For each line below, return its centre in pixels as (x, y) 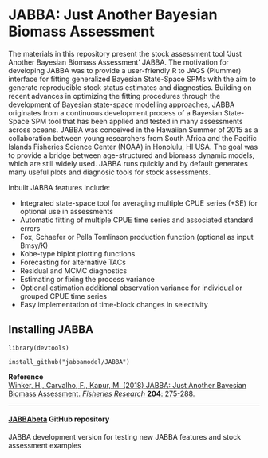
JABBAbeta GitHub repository (59, 419)
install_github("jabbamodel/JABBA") (69, 362)
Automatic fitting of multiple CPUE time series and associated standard (136, 220)
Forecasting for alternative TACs (73, 262)
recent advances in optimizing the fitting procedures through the (114, 96)
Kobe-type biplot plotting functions (77, 253)
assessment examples (45, 445)
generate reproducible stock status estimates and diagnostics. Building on (130, 87)
